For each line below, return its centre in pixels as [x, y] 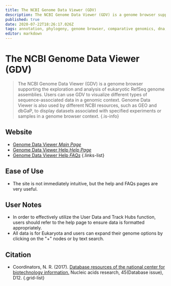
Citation [18, 255]
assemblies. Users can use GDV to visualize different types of [82, 94]
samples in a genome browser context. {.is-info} [68, 116]
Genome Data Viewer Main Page [47, 144]
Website [19, 132]
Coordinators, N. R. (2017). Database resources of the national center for [89, 267]
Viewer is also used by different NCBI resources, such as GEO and [87, 105]
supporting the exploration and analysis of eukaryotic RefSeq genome [91, 89]
